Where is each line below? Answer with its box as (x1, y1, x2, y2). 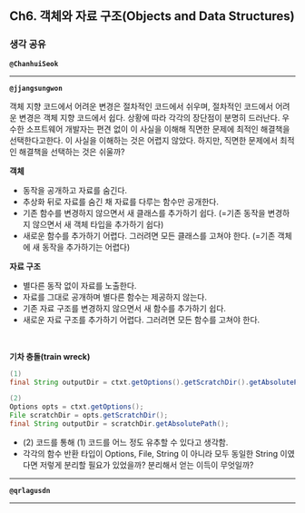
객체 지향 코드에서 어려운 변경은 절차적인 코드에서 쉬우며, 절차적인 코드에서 (9, 101, 274, 112)
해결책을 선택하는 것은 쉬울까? (18, 146, 125, 157)
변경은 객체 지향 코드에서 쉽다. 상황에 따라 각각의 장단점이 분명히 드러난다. (18, 112, 280, 123)
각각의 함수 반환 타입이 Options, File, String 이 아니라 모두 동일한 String (22, 448, 279, 459)
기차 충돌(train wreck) (9, 350, 91, 361)
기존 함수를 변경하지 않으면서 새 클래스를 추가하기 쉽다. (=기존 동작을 (22, 207, 266, 218)
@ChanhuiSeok (9, 59, 59, 68)
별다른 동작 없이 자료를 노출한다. (22, 280, 137, 291)
